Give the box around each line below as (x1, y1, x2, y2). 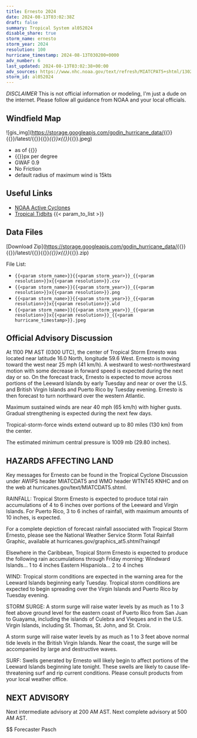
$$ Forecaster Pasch (6, 726, 57, 733)
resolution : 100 (6, 47, 46, 53)
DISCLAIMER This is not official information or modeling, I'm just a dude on (6, 90, 186, 97)
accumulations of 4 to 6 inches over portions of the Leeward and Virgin (6, 502, 179, 509)
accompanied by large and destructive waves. (6, 646, 118, 653)
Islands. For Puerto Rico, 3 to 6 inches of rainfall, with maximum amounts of (6, 508, 189, 515)
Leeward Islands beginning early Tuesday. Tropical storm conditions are (6, 579, 180, 587)
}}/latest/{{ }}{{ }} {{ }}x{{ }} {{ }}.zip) (10, 249, 89, 256)
